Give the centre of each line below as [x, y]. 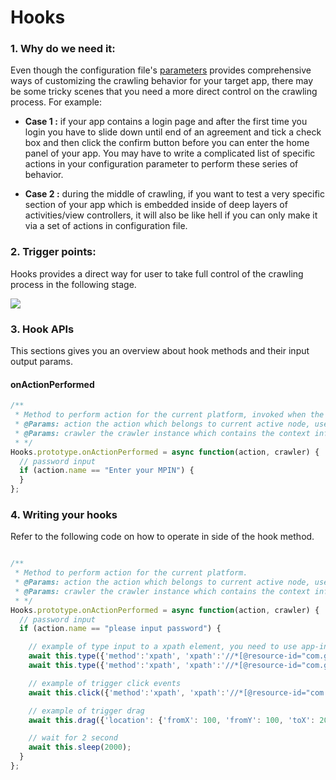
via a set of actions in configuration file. [106, 226]
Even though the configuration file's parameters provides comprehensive [161, 70]
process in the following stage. [73, 284]
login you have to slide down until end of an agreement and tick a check [173, 132]
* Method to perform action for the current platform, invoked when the [169, 415]
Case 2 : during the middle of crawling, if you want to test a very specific [174, 194]
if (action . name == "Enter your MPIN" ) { [107, 471]
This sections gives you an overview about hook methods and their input [160, 351]
